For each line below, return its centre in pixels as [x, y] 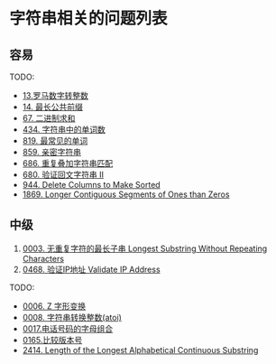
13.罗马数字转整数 [55, 95]
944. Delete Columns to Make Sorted [91, 185]
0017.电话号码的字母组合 [68, 328]
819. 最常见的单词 [55, 140]
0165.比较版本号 [52, 340]
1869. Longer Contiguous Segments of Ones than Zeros [126, 194]
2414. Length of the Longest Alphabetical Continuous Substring [140, 350]
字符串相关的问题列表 [89, 19]
